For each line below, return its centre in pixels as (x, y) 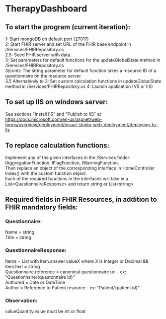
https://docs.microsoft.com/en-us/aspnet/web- (54, 119)
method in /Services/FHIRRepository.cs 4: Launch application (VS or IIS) (79, 86)
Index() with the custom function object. (46, 173)
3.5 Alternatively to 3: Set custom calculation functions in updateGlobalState (83, 81)
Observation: (21, 300)
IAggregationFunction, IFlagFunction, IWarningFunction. (62, 162)
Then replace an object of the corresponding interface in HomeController (80, 168)
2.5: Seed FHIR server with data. (38, 55)
